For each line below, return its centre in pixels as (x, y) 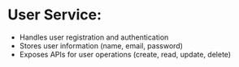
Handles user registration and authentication (94, 37)
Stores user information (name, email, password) (101, 45)
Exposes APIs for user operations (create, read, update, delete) (125, 54)
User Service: (55, 15)
